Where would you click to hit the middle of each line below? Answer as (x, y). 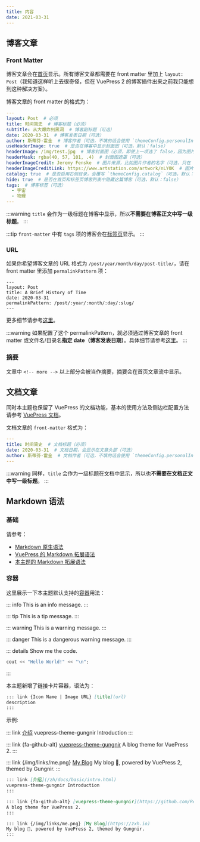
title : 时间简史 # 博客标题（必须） (48, 124)
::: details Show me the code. (42, 650)
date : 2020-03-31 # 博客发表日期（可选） (55, 135)
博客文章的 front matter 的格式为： (48, 101)
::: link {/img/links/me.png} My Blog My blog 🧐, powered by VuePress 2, (94, 763)
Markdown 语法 (35, 502)
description (21, 702)
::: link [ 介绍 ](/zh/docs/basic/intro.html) (61, 780)
